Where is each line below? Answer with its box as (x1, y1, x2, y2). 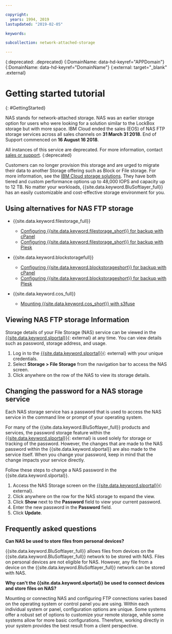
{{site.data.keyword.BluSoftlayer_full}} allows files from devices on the (5, 548, 155, 554)
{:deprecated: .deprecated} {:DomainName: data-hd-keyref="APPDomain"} (5, 59, 165, 65)
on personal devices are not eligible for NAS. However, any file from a (5, 559, 152, 565)
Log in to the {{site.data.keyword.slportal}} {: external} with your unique (12, 350, 163, 356)
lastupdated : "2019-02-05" (5, 22, 63, 27)
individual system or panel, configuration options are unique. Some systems (5, 606, 166, 612)
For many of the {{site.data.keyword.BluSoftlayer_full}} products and (5, 424, 150, 430)
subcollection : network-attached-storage (5, 40, 95, 45)
